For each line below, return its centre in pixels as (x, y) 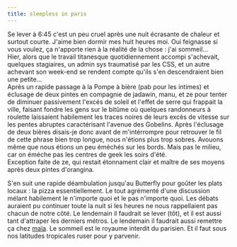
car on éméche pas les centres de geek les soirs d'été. (87, 154)
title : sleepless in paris (47, 14)
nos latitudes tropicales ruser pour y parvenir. (74, 236)
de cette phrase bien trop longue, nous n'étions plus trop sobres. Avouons (116, 139)
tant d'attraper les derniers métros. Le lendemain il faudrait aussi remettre (115, 221)
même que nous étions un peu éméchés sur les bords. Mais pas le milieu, (114, 147)
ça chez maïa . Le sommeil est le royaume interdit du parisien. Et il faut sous (117, 228)
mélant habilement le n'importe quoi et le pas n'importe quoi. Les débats (113, 198)
